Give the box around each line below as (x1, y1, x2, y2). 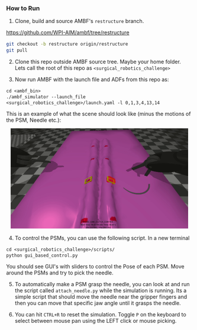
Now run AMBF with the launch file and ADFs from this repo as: (14, 76, 169, 83)
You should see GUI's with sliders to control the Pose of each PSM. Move (6, 263, 185, 270)
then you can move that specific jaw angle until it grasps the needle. (14, 300, 182, 307)
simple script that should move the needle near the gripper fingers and (14, 293, 188, 300)
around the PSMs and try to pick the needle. (6, 269, 114, 276)
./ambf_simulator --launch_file (6, 94, 86, 100)
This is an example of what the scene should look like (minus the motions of (6, 111, 191, 118)
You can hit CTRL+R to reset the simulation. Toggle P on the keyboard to (14, 311, 186, 318)
